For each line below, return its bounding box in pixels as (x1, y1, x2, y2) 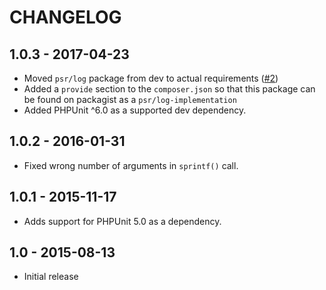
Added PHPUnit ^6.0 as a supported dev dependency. (23, 104, 247, 116)
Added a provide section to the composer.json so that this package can (23, 83, 316, 95)
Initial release (23, 271, 79, 283)
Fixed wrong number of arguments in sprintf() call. (23, 159, 239, 171)
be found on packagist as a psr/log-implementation (23, 94, 237, 105)
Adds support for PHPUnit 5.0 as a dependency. (23, 215, 222, 227)
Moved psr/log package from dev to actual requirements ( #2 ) (23, 72, 279, 84)
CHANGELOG (9, 6, 122, 29)
